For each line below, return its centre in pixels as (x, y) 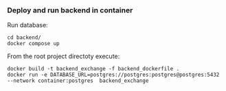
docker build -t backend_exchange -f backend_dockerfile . (93, 69)
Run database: (27, 25)
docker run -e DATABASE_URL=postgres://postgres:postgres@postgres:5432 (113, 75)
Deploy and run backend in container (70, 10)
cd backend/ (24, 38)
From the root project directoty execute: (64, 56)
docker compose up (33, 44)
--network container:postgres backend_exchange (78, 81)
